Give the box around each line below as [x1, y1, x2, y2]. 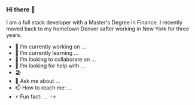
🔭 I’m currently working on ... [14, 43, 86, 50]
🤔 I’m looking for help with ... [14, 62, 86, 69]
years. [6, 32, 22, 39]
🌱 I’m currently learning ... [14, 50, 79, 57]
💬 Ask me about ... [14, 78, 60, 85]
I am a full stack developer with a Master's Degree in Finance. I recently [6, 19, 183, 26]
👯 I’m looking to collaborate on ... [14, 56, 96, 63]
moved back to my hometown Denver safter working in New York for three [6, 25, 190, 32]
